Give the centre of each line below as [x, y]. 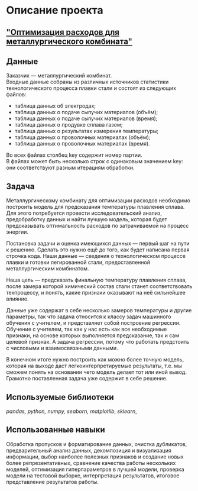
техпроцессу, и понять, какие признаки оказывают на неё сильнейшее [96, 293]
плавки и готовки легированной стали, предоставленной [78, 262]
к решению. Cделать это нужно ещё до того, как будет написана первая [98, 250]
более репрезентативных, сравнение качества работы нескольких [91, 463]
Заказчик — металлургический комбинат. [59, 76]
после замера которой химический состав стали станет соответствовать [99, 286]
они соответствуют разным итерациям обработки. [70, 168]
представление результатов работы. [52, 482]
